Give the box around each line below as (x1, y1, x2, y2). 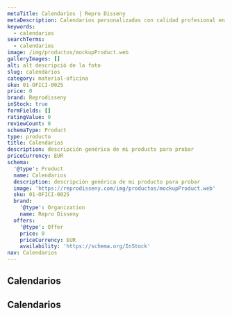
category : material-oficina (7, 74, 89, 82)
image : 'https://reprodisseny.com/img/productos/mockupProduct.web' (13, 185, 216, 192)
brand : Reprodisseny (7, 95, 67, 102)
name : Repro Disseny (19, 211, 79, 218)
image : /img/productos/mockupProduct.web (7, 49, 129, 56)
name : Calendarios (13, 172, 67, 179)
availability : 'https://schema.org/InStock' (19, 243, 151, 250)
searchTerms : (7, 36, 45, 43)
